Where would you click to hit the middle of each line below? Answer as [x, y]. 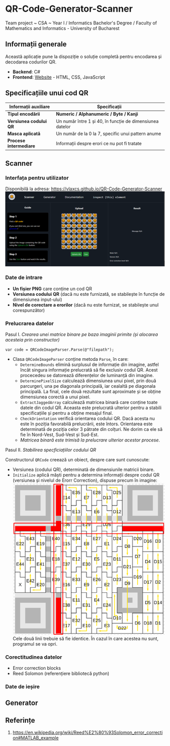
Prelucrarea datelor [30, 323]
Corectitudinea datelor [34, 657]
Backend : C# [26, 72]
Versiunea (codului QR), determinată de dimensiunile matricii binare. [83, 469]
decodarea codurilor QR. [31, 62]
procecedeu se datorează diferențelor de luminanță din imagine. [87, 376]
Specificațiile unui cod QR [47, 93]
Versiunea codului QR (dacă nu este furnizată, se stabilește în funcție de [89, 294]
